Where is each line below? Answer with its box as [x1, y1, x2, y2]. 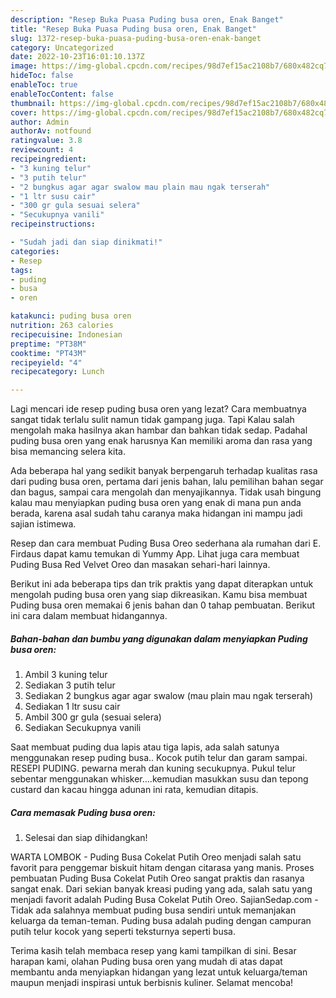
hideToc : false [10, 71, 74, 81]
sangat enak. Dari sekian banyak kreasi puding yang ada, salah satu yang [10, 883, 313, 895]
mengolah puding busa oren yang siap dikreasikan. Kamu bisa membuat [10, 589, 308, 601]
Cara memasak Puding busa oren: [10, 806, 156, 818]
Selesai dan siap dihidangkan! [24, 832, 148, 844]
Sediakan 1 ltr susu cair [24, 701, 121, 713]
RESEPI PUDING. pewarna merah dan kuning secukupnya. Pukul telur [10, 762, 296, 775]
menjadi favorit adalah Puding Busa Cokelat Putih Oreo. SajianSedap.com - [10, 894, 319, 906]
